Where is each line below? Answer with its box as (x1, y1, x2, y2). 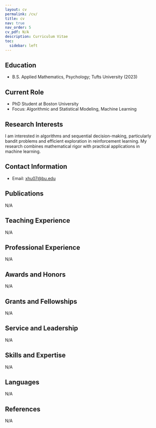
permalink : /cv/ (5, 12, 38, 16)
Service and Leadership (5, 324, 78, 332)
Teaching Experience (5, 216, 71, 225)
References (5, 405, 41, 413)
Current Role (5, 88, 44, 96)
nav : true (5, 20, 25, 26)
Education (5, 61, 37, 69)
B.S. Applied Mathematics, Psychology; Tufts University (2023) (12, 74, 138, 80)
